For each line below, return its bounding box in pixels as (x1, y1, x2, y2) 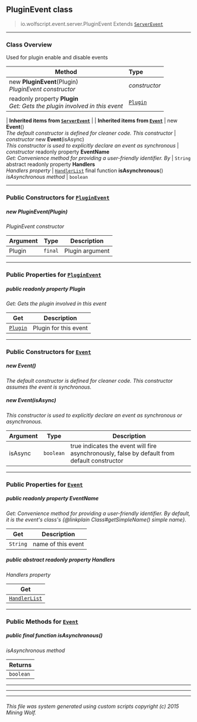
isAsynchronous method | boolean (6, 173, 88, 180)
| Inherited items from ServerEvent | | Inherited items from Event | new (6, 117, 178, 124)
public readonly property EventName (6, 495, 99, 502)
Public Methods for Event (6, 617, 79, 626)
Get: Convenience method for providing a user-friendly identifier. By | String (6, 155, 191, 162)
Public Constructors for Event (6, 347, 91, 356)
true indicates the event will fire (70, 442, 157, 450)
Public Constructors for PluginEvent (6, 193, 110, 202)
